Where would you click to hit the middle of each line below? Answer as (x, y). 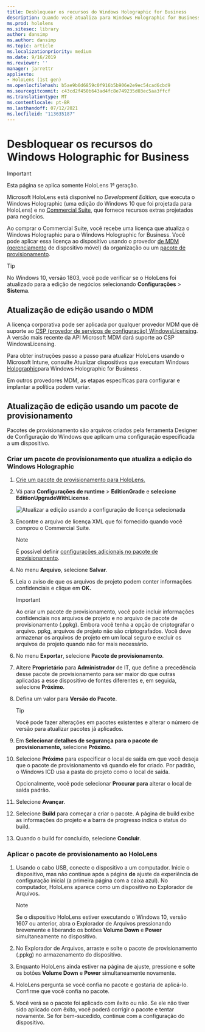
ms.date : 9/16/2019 (32, 57)
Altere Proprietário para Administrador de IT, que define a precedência (106, 668)
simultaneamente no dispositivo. (56, 936)
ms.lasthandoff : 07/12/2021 (43, 108)
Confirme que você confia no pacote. (63, 991)
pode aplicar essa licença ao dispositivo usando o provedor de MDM (93, 242)
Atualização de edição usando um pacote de (93, 406)
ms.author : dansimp (32, 40)
